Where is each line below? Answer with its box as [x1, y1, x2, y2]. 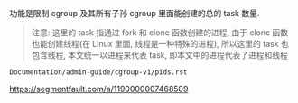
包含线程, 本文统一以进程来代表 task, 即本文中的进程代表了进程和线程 [31, 50, 289, 61]
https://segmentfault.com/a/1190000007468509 [9, 84, 189, 94]
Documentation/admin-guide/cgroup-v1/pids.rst [9, 68, 188, 77]
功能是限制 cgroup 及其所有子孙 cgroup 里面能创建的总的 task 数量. [9, 8, 260, 18]
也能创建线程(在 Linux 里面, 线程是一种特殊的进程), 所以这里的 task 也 [31, 39, 289, 49]
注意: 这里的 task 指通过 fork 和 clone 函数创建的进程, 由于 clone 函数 [31, 27, 289, 38]
